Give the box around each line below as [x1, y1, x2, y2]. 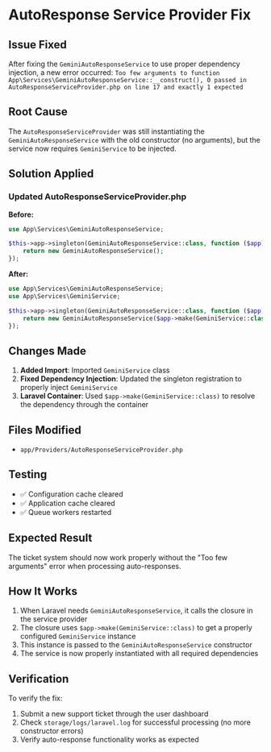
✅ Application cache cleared [19, 498, 115, 508]
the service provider [19, 614, 88, 624]
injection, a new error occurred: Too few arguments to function [8, 68, 220, 77]
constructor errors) [19, 726, 84, 736]
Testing [8, 467, 48, 481]
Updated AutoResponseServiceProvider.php [8, 191, 187, 202]
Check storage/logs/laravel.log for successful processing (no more [19, 717, 252, 727]
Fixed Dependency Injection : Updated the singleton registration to [19, 374, 242, 384]
